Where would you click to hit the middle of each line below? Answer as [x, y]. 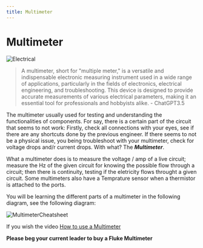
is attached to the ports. [36, 184]
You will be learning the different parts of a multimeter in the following [93, 196]
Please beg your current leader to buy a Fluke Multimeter [79, 238]
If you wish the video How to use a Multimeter [64, 226]
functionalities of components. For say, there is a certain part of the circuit [99, 121]
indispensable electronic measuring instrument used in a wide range [106, 77]
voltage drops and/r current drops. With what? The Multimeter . [85, 147]
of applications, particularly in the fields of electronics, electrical [101, 83]
